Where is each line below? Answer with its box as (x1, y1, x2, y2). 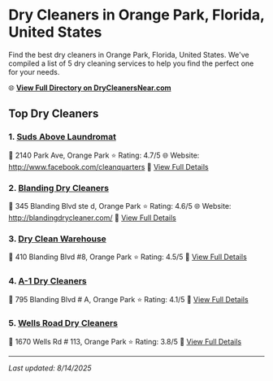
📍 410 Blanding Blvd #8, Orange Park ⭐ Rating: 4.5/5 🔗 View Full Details (8, 252, 248, 262)
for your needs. (8, 67, 60, 76)
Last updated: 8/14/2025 (8, 363, 92, 373)
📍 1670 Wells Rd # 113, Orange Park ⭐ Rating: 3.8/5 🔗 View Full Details (8, 336, 242, 346)
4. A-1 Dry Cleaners (8, 275, 87, 287)
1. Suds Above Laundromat (8, 132, 116, 143)
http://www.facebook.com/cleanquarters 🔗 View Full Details (8, 162, 209, 171)
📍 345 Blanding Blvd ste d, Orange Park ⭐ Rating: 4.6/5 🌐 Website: (8, 201, 232, 210)
